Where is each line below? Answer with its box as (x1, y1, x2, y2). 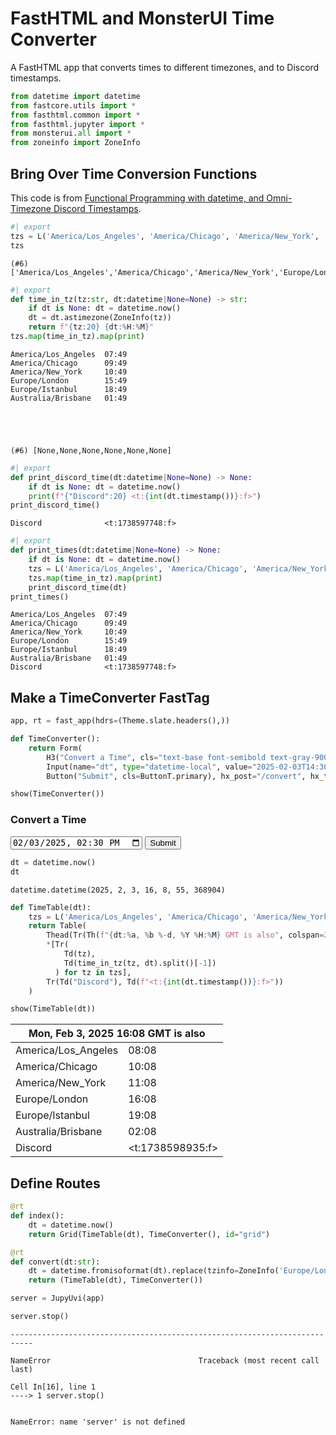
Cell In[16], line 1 (10, 1382, 97, 1392)
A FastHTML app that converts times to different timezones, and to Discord (10, 61, 320, 73)
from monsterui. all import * (10, 128, 132, 139)
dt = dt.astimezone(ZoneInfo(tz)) (28, 313, 172, 323)
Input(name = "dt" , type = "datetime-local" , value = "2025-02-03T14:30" (46, 762, 333, 772)
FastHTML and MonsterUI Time (10, 7, 275, 30)
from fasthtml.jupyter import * (10, 119, 145, 129)
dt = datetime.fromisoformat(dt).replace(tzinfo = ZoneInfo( (28, 1266, 280, 1276)
